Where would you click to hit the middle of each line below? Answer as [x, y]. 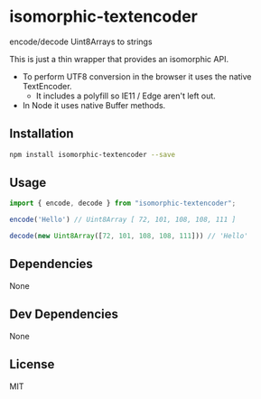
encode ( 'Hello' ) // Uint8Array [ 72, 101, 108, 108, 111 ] [123, 220]
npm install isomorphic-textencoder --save [93, 154]
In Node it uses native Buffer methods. [94, 105]
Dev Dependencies [64, 315]
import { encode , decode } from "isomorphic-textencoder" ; [123, 204]
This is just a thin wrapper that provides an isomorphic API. [119, 59]
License [32, 364]
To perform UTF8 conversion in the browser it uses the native [137, 76]
